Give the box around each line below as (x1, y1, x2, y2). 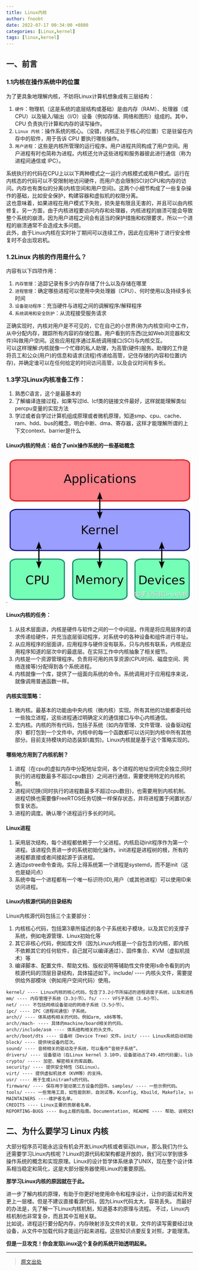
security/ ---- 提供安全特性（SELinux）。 (6, 1065, 102, 1071)
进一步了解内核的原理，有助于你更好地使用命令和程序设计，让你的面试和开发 (6, 1190, 193, 1197)
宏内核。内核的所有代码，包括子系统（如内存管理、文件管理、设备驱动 (14, 721, 187, 729)
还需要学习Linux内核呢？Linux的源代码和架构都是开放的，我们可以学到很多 (6, 1151, 188, 1158)
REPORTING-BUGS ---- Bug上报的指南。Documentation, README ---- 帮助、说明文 (6, 1108, 192, 1114)
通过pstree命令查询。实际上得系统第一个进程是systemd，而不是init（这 (14, 861, 188, 868)
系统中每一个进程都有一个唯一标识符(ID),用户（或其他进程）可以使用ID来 (14, 875, 191, 883)
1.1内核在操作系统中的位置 (6, 78, 80, 86)
